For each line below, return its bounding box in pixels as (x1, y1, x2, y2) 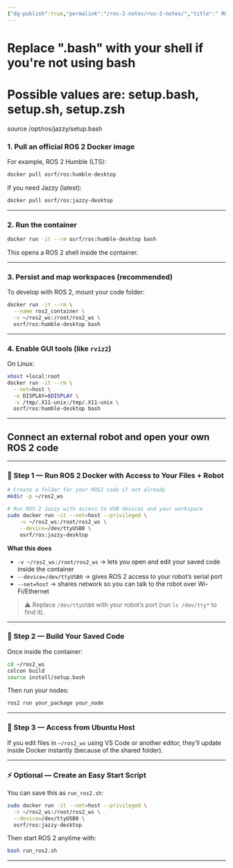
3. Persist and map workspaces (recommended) (7, 272, 173, 281)
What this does (7, 543, 52, 552)
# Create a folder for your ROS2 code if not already (7, 486, 166, 493)
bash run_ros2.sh (7, 847, 58, 855)
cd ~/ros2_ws (7, 661, 45, 668)
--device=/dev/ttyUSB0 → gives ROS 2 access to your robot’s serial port (17, 572, 223, 580)
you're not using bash (7, 55, 136, 70)
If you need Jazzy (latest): (7, 183, 82, 192)
